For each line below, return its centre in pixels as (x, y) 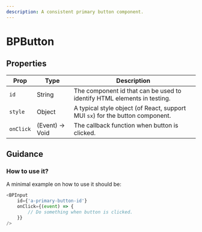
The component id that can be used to (127, 91)
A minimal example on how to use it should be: (64, 185)
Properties (26, 64)
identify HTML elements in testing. (122, 98)
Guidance (25, 154)
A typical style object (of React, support (130, 108)
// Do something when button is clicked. (81, 212)
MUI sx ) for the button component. (122, 115)
